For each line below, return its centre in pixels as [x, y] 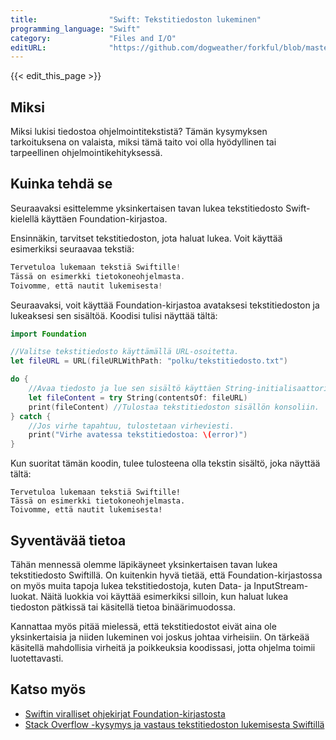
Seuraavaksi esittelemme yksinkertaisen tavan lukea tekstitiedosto [147, 208]
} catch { [31, 416]
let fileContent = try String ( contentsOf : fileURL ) [138, 397]
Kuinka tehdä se [61, 184]
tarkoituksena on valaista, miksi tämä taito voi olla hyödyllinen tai [143, 142]
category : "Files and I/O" [93, 38]
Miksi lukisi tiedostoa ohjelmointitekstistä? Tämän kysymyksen [139, 132]
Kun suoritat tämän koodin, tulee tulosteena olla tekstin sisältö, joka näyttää [165, 463]
